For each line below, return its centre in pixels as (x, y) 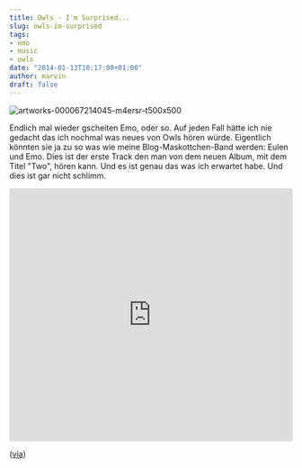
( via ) (18, 454)
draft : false (34, 85)
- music (24, 51)
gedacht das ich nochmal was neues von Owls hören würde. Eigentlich (140, 137)
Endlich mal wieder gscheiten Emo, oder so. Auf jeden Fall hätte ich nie (141, 128)
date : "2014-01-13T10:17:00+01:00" (76, 68)
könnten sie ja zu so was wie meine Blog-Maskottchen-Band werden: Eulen (149, 147)
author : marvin (38, 76)
